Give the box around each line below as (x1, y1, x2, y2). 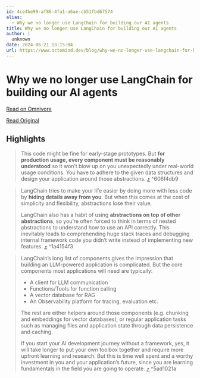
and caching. (20, 328, 53, 335)
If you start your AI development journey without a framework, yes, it (20, 339, 189, 346)
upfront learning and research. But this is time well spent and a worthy (20, 352, 193, 360)
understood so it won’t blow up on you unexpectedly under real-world (20, 162, 194, 169)
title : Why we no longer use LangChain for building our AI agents (6, 25, 177, 31)
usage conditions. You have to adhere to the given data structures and (20, 169, 193, 176)
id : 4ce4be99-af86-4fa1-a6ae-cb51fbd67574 (6, 8, 113, 15)
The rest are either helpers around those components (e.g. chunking (20, 309, 189, 316)
